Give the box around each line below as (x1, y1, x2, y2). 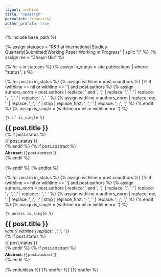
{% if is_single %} (5, 115, 45, 121)
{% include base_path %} (5, 34, 57, 40)
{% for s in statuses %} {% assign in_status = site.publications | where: (5, 64, 148, 70)
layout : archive (5, 7, 38, 12)
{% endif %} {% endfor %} (5, 165, 59, 171)
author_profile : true (5, 21, 49, 26)
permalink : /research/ (5, 16, 51, 21)
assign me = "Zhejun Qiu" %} (5, 55, 65, 61)
